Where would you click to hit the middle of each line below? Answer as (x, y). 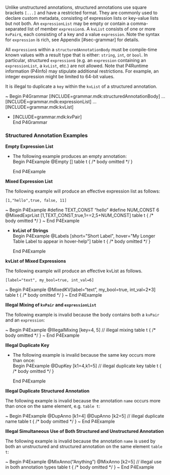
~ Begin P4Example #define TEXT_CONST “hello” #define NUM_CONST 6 (82, 210)
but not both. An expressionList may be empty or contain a (67, 23)
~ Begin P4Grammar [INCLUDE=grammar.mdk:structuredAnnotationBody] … (85, 96)
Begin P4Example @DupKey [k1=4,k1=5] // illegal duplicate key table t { (87, 366)
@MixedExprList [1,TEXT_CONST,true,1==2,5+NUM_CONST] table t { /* (79, 215)
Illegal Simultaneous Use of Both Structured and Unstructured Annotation (84, 431)
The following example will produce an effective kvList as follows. (74, 271)
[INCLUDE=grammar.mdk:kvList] (39, 107)
